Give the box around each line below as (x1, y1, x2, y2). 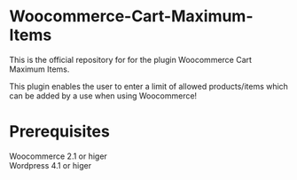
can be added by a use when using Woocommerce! (9, 90, 198, 101)
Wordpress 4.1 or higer (9, 160, 91, 170)
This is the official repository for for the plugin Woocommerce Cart (9, 54, 253, 65)
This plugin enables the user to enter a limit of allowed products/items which (9, 81, 288, 91)
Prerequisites (9, 121, 111, 142)
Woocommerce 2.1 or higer (9, 151, 108, 161)
